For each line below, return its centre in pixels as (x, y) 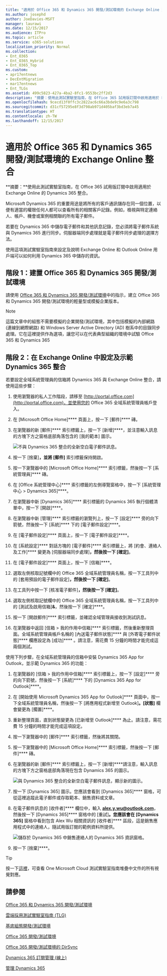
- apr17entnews (21, 75)
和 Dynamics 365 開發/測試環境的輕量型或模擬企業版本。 (64, 301)
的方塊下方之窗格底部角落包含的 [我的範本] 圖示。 (63, 436)
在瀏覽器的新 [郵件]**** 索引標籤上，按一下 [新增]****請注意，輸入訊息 (85, 764)
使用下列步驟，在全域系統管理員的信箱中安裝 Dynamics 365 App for (75, 657)
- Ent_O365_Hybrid (25, 61)
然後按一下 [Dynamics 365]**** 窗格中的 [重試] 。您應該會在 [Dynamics (86, 815)
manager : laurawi (24, 24)
